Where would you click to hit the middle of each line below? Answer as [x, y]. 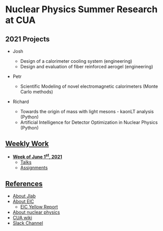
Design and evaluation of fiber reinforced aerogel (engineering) [87, 67]
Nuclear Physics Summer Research [81, 9]
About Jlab [24, 196]
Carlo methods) [37, 92]
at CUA [20, 20]
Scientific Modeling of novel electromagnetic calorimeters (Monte [89, 86]
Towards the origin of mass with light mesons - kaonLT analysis [87, 111]
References [24, 184]
